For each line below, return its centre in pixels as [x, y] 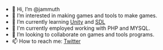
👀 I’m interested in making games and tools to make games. [84, 15]
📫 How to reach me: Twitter [46, 41]
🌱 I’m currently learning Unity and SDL [58, 22]
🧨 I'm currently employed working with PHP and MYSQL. [81, 28]
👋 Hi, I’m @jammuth [36, 9]
